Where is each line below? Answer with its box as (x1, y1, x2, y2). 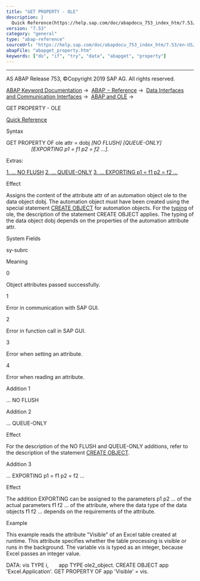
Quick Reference (6, 116, 48, 123)
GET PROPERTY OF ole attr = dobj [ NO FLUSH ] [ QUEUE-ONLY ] (6, 139, 162, 146)
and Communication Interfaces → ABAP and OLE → (6, 93, 134, 100)
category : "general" (6, 31, 58, 37)
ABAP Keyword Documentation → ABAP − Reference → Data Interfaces (6, 86, 185, 94)
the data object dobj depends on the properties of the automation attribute (6, 217, 189, 224)
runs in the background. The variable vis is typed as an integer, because (6, 543, 183, 551)
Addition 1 (6, 385, 31, 392)
